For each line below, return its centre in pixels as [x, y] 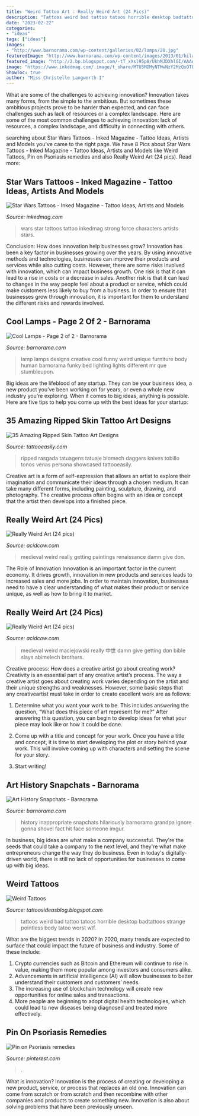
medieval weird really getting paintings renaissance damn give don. [103, 557]
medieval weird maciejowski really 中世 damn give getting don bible [103, 650]
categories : [21, 28]
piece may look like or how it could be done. [68, 725]
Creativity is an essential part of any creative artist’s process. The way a [94, 675]
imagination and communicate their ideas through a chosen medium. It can [97, 482]
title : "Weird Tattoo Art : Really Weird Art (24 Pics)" [78, 12]
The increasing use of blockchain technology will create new [89, 988]
